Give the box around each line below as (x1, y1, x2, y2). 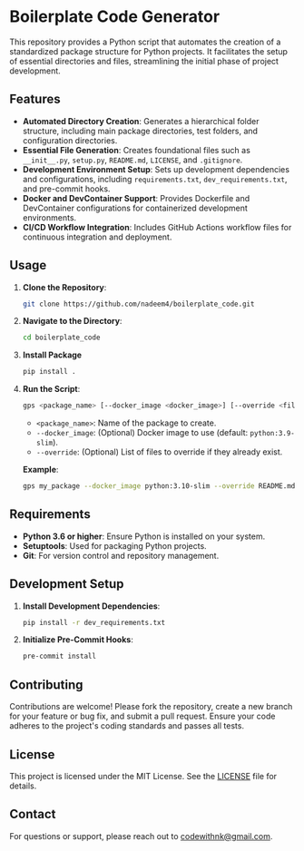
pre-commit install (22, 651, 97, 661)
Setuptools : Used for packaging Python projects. (22, 540, 207, 551)
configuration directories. (22, 134, 118, 146)
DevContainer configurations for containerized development (22, 202, 248, 213)
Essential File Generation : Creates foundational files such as (22, 144, 251, 155)
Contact (9, 807, 56, 822)
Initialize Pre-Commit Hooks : (22, 634, 133, 645)
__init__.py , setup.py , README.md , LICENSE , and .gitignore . (22, 154, 243, 165)
